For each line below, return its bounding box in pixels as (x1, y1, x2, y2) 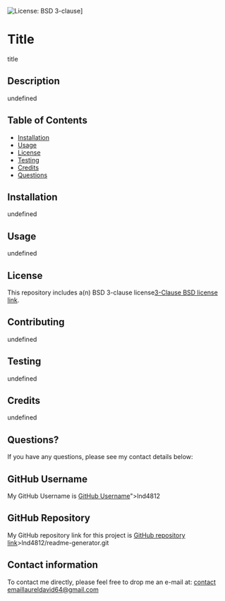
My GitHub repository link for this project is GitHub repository (7, 530, 186, 540)
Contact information (7, 559, 99, 571)
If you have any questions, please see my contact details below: (7, 453, 193, 461)
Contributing (7, 316, 65, 328)
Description (7, 75, 60, 88)
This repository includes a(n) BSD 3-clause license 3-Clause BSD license (7, 288, 219, 297)
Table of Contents (7, 114, 88, 126)
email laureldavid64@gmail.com (7, 585, 99, 593)
